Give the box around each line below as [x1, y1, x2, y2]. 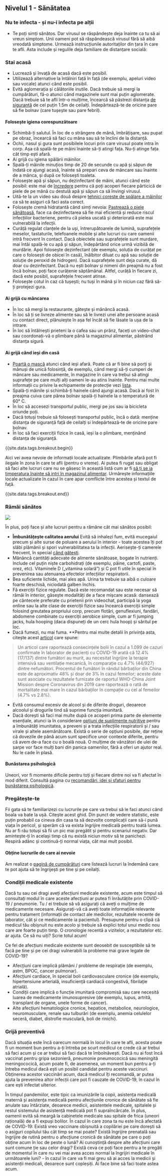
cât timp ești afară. [12, 151, 51, 157]
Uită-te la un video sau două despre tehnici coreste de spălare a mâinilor [12, 193, 162, 199]
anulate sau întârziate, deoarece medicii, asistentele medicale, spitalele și [5, 1102, 156, 1109]
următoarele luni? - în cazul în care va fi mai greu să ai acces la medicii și [5, 1156, 156, 1162]
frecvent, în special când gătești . [12, 549, 80, 555]
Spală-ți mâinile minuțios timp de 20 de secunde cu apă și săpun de [12, 162, 152, 168]
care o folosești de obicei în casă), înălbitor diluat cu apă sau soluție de [12, 252, 159, 258]
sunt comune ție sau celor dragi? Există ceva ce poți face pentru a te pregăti [5, 1145, 162, 1151]
